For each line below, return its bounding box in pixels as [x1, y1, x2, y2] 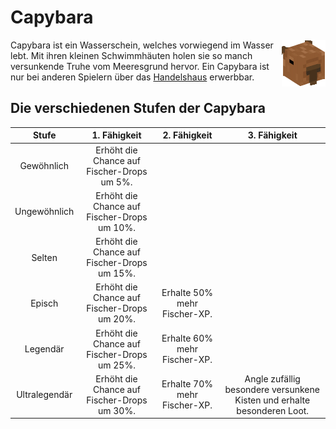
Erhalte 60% [161, 332, 213, 344]
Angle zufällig [244, 372, 301, 385]
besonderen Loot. [236, 404, 310, 416]
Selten [31, 251, 58, 263]
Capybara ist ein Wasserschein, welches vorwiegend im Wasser [10, 39, 274, 51]
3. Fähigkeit [247, 129, 298, 141]
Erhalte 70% [161, 378, 213, 390]
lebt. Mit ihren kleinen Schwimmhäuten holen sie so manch [10, 49, 253, 61]
